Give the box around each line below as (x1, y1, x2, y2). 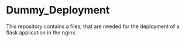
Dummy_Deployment (6, 3, 110, 17)
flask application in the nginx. (6, 29, 77, 36)
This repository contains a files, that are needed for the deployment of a (6, 23, 180, 30)
